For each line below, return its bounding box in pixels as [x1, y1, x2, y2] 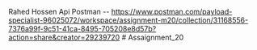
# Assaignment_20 [121, 32, 184, 42]
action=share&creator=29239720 [8, 32, 120, 42]
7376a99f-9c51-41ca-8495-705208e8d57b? [8, 24, 157, 33]
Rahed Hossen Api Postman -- [8, 7, 110, 16]
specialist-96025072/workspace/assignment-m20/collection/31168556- [8, 15, 249, 25]
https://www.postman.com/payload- [111, 7, 233, 16]
